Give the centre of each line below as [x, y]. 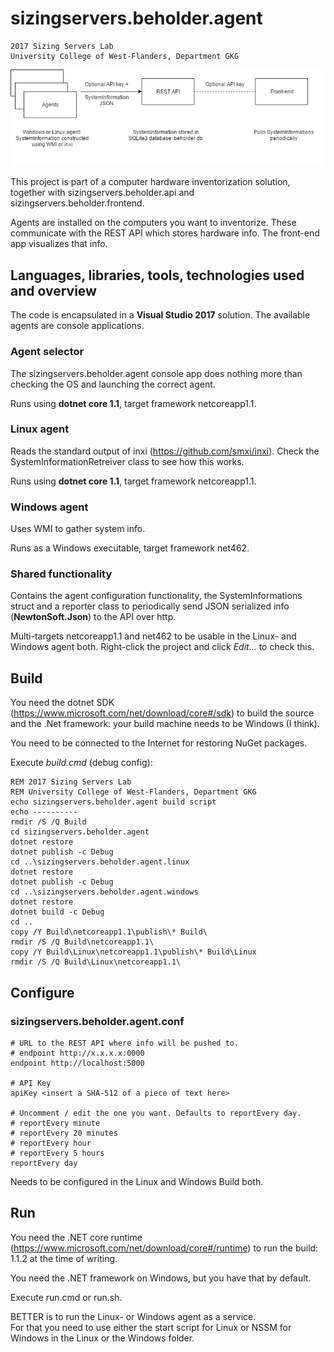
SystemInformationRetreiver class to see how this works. [127, 461]
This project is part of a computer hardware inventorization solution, [150, 182]
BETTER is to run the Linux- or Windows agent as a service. [133, 1316]
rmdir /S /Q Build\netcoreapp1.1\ [82, 942]
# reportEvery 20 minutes [64, 1133]
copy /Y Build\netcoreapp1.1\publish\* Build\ [109, 932]
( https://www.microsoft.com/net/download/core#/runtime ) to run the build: [164, 1248]
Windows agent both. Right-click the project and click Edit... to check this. [162, 647]
